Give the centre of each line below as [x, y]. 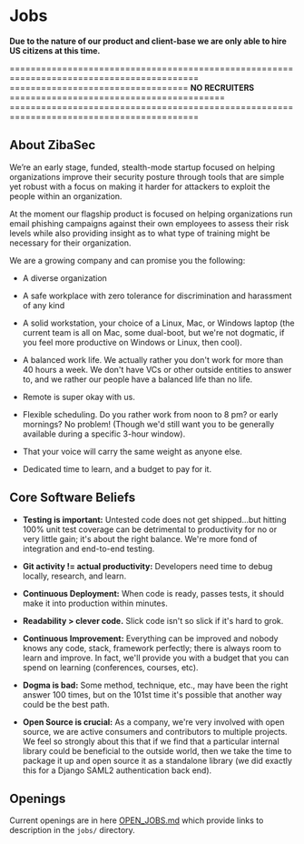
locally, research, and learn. [74, 576]
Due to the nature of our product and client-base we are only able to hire [148, 41]
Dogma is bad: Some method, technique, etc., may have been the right [155, 685]
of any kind [44, 305]
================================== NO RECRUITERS [132, 87]
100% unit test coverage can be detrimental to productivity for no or [150, 529]
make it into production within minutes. [95, 603]
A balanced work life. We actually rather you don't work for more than [153, 359]
